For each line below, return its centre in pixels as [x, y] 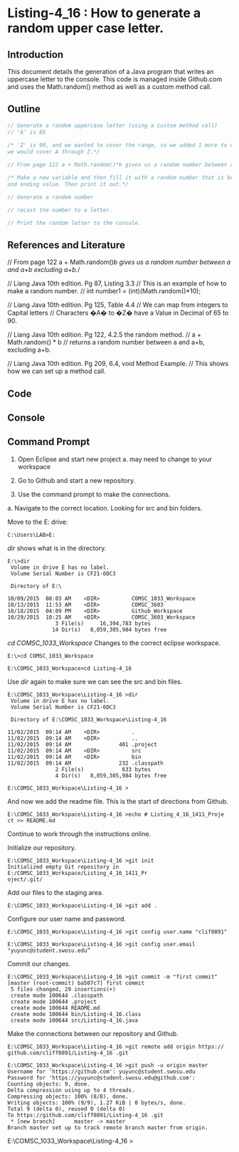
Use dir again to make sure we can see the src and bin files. [95, 681]
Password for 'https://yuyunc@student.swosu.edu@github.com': [101, 1078]
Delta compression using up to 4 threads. [71, 1090]
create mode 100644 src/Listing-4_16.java [74, 1020]
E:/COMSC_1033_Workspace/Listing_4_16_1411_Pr [78, 873]
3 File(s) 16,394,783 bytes [103, 623]
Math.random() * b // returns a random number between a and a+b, [106, 342]
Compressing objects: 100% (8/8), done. [68, 1096]
